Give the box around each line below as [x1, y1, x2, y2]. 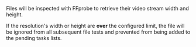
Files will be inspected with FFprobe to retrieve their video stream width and [6, 5, 189, 12]
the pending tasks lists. [6, 35, 62, 41]
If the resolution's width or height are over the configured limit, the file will [6, 23, 185, 29]
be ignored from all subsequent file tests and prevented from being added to [6, 28, 191, 35]
